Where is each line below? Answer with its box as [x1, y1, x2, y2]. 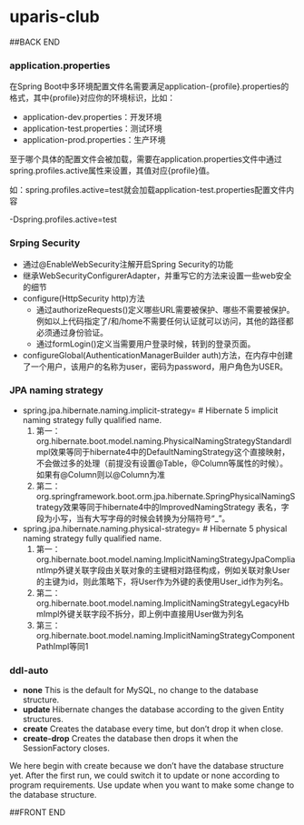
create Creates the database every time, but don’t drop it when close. [22, 723, 284, 734]
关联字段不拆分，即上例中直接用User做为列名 [74, 608, 245, 619]
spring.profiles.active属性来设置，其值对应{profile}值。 [9, 166, 215, 176]
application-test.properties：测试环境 [22, 123, 163, 134]
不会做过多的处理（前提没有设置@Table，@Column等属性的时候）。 [35, 458, 289, 468]
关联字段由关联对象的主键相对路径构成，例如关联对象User [74, 564, 290, 575]
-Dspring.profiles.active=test [9, 214, 118, 225]
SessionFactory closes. [22, 743, 111, 754]
